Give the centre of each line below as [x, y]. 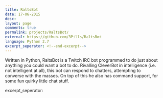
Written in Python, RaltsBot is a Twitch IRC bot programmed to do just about [81, 60]
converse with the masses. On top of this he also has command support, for [81, 75]
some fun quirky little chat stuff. [37, 81]
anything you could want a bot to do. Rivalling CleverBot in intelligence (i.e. [81, 65]
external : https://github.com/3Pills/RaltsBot [53, 37]
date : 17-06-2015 [23, 14]
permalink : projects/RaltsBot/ [37, 32]
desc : [11, 19]
